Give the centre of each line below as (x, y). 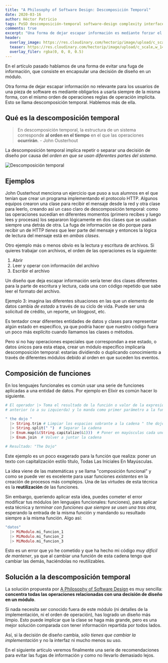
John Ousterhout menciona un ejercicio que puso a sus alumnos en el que (82, 193)
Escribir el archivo (31, 271)
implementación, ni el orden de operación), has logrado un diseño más (78, 615)
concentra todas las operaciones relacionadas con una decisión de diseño (84, 594)
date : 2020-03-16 (23, 15)
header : (13, 38)
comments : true (21, 29)
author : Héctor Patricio (31, 19)
